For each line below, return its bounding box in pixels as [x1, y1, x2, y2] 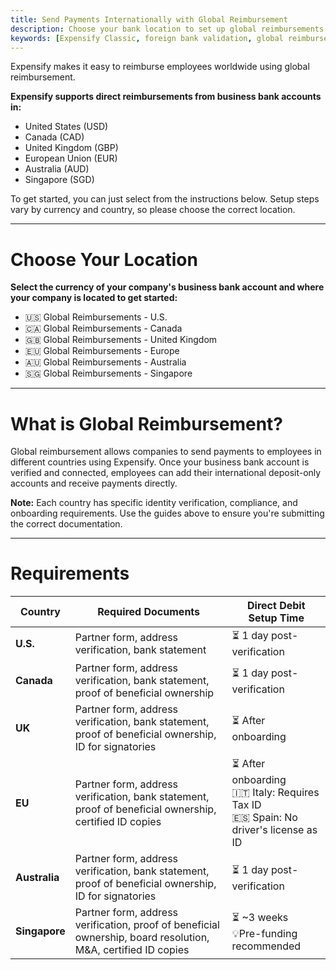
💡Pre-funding [231, 926, 298, 940]
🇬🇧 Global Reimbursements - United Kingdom [24, 334, 218, 346]
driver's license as [231, 823, 318, 837]
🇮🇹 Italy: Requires [231, 786, 320, 800]
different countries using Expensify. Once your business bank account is [10, 456, 310, 468]
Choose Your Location [10, 248, 198, 271]
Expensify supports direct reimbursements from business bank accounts [10, 91, 322, 103]
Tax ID [231, 798, 262, 812]
